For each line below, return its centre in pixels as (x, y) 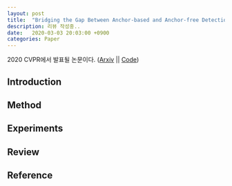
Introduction (35, 82)
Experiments (35, 128)
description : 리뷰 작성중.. (44, 26)
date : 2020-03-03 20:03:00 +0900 (58, 33)
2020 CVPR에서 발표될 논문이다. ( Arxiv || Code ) (73, 60)
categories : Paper (33, 39)
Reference (30, 175)
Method (25, 105)
